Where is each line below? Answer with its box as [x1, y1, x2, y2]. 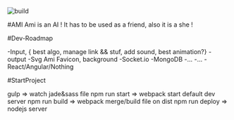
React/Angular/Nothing [7, 62, 74, 71]
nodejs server [7, 105, 48, 113]
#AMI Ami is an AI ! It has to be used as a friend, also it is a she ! [7, 20, 194, 29]
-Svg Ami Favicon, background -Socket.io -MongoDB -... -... [27, 55, 203, 63]
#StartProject [7, 76, 46, 84]
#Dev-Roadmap [7, 34, 54, 42]
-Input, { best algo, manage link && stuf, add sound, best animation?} [7, 48, 207, 55]
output [7, 55, 27, 63]
